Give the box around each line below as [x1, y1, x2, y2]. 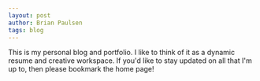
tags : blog [8, 26, 44, 34]
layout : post [8, 11, 51, 20]
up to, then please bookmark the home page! [8, 64, 155, 74]
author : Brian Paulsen [8, 19, 83, 27]
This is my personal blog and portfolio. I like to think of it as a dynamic [8, 48, 235, 57]
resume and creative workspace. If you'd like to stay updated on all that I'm [8, 56, 252, 65]
